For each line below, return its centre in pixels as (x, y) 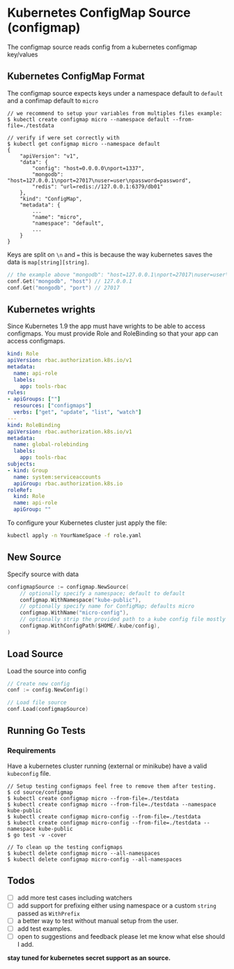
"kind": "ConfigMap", (51, 199)
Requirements (32, 751)
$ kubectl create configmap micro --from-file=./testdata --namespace (112, 804)
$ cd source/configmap (40, 792)
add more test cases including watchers (75, 897)
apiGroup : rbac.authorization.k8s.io (68, 483)
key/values (23, 54)
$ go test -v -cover (37, 835)
